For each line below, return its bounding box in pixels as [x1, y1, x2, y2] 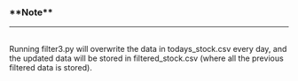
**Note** [9, 6, 53, 18]
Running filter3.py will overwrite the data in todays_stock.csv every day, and [9, 44, 287, 55]
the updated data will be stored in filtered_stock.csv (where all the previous [9, 53, 284, 63]
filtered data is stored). [9, 63, 93, 73]
